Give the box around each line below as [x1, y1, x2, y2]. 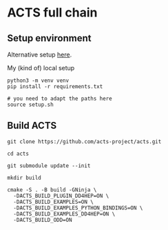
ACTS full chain [7, 5, 98, 21]
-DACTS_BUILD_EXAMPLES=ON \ [13, 198, 94, 205]
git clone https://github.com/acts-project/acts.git [7, 138, 162, 145]
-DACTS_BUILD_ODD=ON [13, 216, 72, 223]
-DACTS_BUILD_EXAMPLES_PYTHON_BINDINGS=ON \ [13, 205, 143, 211]
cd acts [7, 150, 30, 157]
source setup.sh [7, 101, 54, 108]
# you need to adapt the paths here [7, 95, 112, 102]
